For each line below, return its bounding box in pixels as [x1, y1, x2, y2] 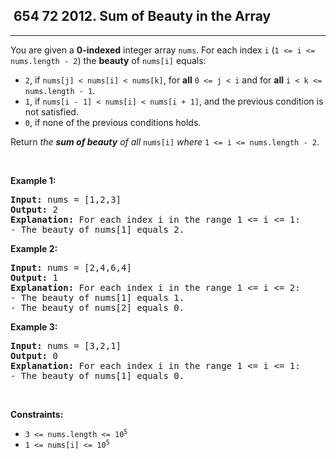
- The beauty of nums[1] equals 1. [10, 292, 185, 303]
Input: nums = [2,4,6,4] [10, 262, 132, 273]
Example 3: [10, 320, 58, 333]
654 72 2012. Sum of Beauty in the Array [13, 8, 272, 25]
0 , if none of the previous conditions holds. [24, 116, 202, 128]
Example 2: [10, 242, 58, 254]
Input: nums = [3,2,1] [10, 340, 122, 351]
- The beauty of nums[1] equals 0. [10, 370, 185, 381]
